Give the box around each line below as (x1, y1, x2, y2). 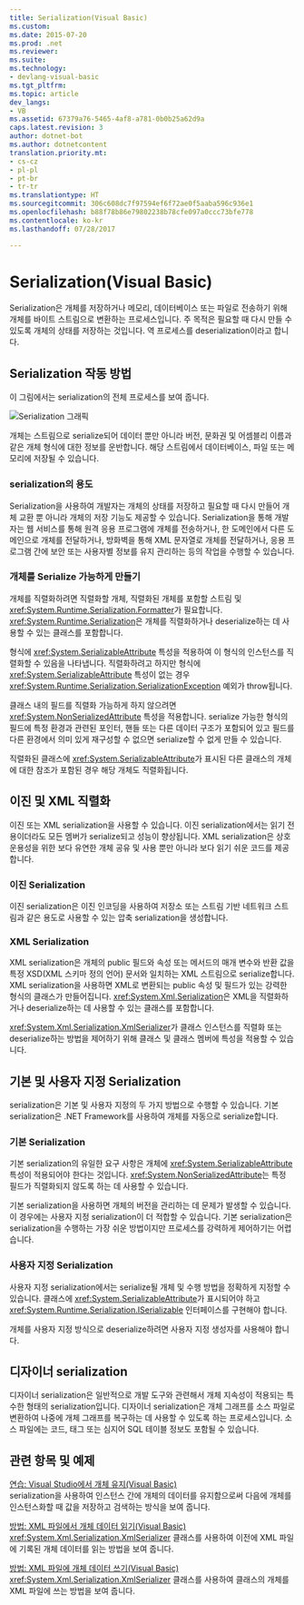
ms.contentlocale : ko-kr (9, 215, 103, 225)
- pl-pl (9, 165, 39, 174)
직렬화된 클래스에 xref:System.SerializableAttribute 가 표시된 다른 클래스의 (9, 753, 275, 764)
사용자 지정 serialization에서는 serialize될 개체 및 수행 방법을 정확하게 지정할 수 (9, 1282, 291, 1293)
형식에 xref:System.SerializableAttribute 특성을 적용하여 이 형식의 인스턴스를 (9, 646, 285, 657)
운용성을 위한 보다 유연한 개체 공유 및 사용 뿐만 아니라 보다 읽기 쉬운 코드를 (9, 842, 273, 853)
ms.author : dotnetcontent (9, 140, 107, 149)
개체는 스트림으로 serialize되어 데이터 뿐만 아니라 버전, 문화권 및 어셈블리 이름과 (9, 431, 292, 441)
